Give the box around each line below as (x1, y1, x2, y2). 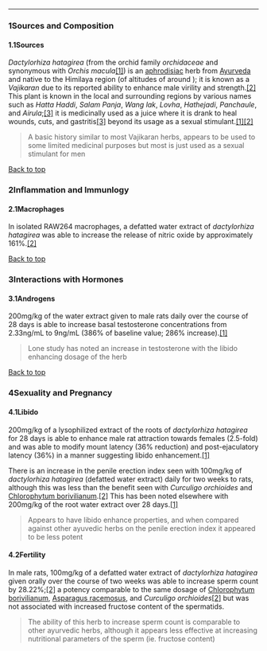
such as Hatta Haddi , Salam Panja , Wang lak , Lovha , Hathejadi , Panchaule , (8, 100, 257, 110)
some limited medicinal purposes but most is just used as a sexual (27, 141, 245, 150)
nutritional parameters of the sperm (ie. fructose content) (27, 633, 216, 643)
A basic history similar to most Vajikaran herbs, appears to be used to (27, 132, 256, 142)
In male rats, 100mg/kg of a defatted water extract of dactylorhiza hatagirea (8, 567, 258, 577)
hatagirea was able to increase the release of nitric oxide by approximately (8, 230, 253, 240)
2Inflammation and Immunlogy (8, 185, 130, 196)
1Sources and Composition (8, 20, 114, 31)
